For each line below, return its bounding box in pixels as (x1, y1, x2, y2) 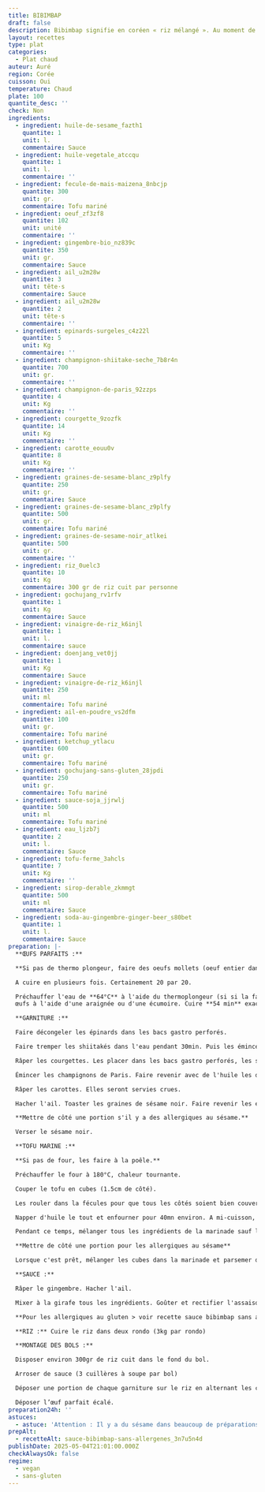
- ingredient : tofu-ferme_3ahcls (15, 855, 125, 863)
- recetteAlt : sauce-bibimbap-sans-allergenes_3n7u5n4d (15, 1435, 203, 1443)
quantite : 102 (22, 217, 69, 225)
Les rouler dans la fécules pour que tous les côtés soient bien (15, 1199, 235, 1207)
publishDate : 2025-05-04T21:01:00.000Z (8, 1442, 140, 1451)
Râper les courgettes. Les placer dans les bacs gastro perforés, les (15, 1057, 252, 1065)
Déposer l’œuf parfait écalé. (15, 1398, 114, 1406)
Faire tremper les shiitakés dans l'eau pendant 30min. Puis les (15, 1043, 235, 1050)
